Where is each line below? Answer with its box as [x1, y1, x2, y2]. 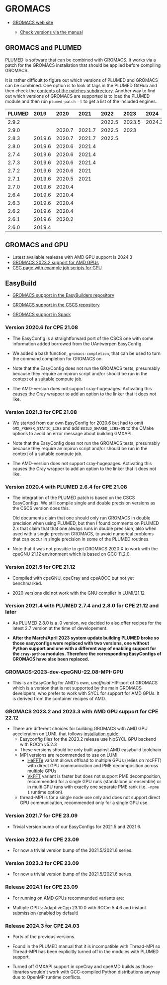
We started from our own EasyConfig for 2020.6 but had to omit [12, 420, 143, 426]
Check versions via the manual [19, 29, 83, 35]
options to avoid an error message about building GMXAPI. [12, 430, 133, 436]
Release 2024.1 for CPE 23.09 [5, 883, 79, 890]
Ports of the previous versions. [12, 933, 76, 940]
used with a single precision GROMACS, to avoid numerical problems [12, 531, 154, 537]
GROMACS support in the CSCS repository [12, 302, 100, 308]
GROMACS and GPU [5, 241, 69, 249]
